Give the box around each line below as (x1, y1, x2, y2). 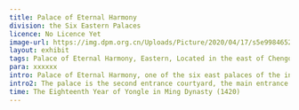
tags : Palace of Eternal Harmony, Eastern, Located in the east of (9, 54, 265, 63)
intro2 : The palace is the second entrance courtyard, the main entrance (9, 79, 289, 88)
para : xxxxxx (9, 63, 58, 72)
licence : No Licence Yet (9, 29, 101, 38)
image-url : (9, 37, 50, 47)
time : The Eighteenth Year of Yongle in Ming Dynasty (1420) (9, 87, 241, 96)
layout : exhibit (9, 46, 69, 55)
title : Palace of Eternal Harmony (9, 12, 138, 22)
